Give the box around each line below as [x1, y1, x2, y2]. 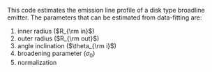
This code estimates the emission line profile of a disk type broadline [7, 6, 205, 14]
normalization [17, 58, 57, 66]
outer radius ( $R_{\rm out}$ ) [17, 34, 100, 43]
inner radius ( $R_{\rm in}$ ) [17, 27, 95, 35]
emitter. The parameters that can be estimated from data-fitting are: [7, 13, 202, 22]
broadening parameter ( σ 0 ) [17, 49, 96, 59]
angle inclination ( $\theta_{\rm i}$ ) [17, 42, 117, 50]
